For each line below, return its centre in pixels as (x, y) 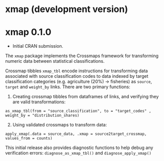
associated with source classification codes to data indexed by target (77, 76)
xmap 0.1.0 (28, 32)
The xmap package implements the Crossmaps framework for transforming (82, 56)
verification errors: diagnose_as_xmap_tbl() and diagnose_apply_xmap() (78, 153)
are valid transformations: (39, 102)
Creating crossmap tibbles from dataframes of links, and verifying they (86, 97)
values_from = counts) (29, 138)
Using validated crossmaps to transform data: (59, 125)
